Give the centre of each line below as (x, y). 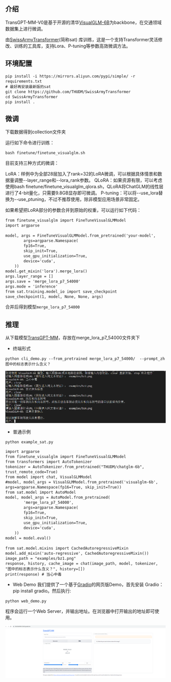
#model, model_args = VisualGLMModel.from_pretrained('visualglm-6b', (82, 482)
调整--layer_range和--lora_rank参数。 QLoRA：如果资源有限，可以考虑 (88, 180)
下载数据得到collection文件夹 (36, 132)
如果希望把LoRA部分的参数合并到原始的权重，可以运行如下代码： (73, 210)
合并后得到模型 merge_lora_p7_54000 (43, 307)
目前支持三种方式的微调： (32, 163)
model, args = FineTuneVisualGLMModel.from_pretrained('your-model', (81, 236)
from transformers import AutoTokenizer (49, 462)
